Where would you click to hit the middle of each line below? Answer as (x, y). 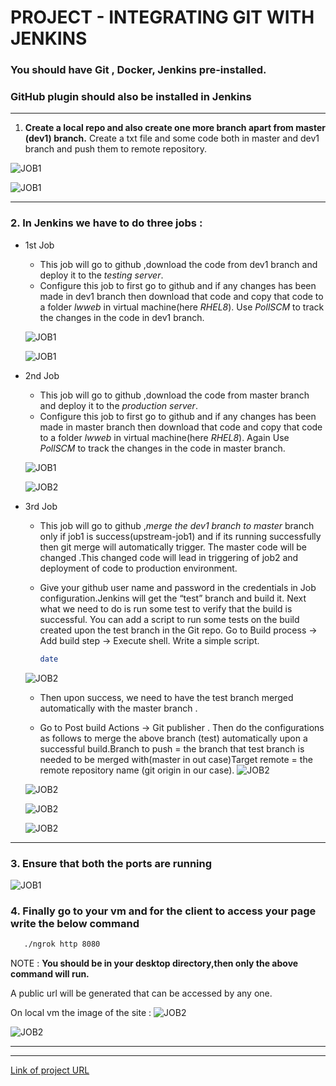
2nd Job (42, 375)
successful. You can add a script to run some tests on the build (169, 619)
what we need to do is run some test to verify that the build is (166, 608)
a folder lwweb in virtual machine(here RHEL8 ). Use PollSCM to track (182, 307)
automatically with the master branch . (118, 708)
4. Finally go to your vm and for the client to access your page (163, 911)
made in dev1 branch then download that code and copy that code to (181, 296)
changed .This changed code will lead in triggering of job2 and (169, 557)
